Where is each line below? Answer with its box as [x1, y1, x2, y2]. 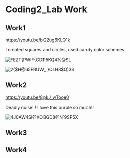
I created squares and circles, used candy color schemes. [5, 47, 126, 52]
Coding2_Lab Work [5, 4, 88, 15]
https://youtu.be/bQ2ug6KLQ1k [5, 37, 70, 43]
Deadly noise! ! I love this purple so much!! [5, 104, 94, 110]
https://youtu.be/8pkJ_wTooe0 [5, 94, 69, 100]
